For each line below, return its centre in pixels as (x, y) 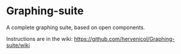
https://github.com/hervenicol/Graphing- (124, 39)
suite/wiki (18, 45)
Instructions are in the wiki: (40, 39)
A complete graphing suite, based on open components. (76, 27)
